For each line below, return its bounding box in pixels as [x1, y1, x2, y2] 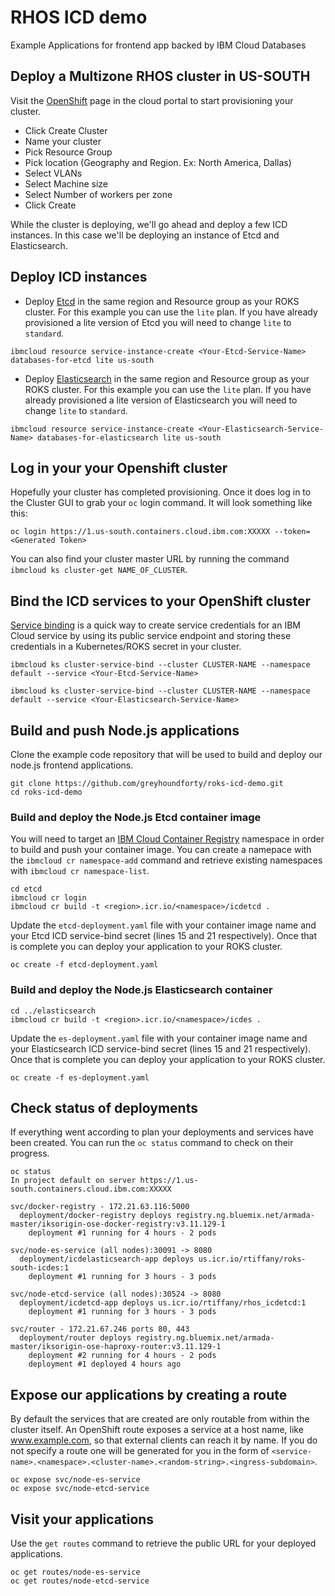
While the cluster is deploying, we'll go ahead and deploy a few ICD [10, 218, 288, 230]
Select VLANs [24, 167, 83, 179]
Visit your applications [10, 1511, 155, 1528]
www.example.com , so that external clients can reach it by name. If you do [10, 1434, 318, 1446]
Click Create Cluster [24, 124, 108, 136]
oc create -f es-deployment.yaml [10, 1072, 150, 1083]
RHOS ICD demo [10, 6, 148, 29]
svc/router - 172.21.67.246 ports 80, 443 [10, 1324, 190, 1335]
